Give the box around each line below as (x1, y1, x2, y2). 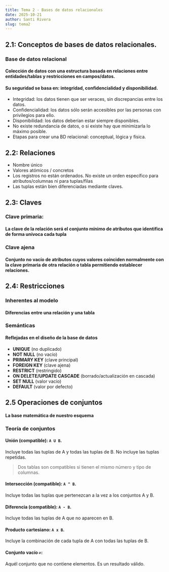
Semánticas (5, 322, 35, 329)
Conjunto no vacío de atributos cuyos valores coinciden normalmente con (5, 256, 164, 262)
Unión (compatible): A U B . (5, 437, 62, 443)
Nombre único (12, 162, 43, 168)
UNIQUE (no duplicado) (12, 346, 62, 352)
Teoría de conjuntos (5, 425, 56, 432)
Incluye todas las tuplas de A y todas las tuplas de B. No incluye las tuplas (5, 448, 159, 455)
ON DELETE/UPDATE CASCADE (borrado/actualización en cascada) (12, 373, 155, 379)
